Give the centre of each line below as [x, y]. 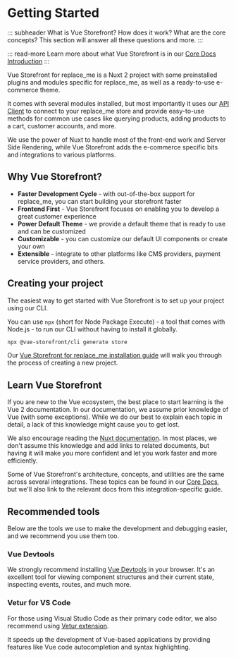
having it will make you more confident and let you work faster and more [112, 453]
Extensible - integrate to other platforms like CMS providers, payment [119, 254]
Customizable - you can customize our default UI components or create [122, 238]
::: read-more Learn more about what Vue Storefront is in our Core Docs [112, 54]
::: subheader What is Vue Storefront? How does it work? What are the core [117, 32]
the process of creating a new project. [63, 363]
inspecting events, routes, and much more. [69, 585]
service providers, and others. [61, 261]
